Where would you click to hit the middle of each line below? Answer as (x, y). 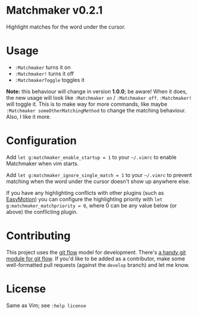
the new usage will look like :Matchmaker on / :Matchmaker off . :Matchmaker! (99, 97)
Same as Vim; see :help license (46, 305)
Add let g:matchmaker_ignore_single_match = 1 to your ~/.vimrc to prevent (99, 175)
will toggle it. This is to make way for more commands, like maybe (87, 104)
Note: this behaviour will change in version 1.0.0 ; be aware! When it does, (97, 91)
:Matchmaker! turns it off (44, 73)
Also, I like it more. (29, 116)
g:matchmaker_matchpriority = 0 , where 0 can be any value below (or (92, 205)
